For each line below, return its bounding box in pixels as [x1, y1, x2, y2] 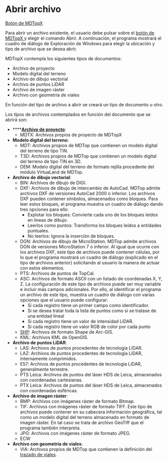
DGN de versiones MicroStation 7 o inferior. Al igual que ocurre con [20, 243, 159, 249]
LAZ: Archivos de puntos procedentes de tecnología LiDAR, [20, 350, 143, 356]
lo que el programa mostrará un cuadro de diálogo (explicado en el [20, 254, 158, 260]
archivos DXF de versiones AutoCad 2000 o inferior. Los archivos [20, 190, 155, 196]
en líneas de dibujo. [27, 217, 68, 223]
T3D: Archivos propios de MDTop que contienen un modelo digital [20, 153, 157, 159]
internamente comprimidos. [20, 355, 77, 362]
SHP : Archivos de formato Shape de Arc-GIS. [20, 329, 114, 335]
